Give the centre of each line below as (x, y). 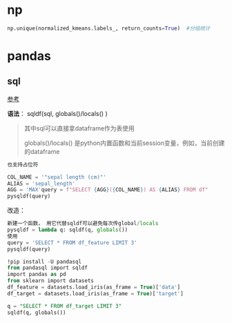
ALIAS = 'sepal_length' (41, 184)
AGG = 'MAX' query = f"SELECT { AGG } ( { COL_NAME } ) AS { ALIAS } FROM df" (108, 190)
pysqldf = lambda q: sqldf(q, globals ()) (68, 230)
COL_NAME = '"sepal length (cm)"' (57, 177)
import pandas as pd (37, 275)
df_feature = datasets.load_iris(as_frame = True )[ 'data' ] (94, 287)
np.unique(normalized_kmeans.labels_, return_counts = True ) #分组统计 (109, 28)
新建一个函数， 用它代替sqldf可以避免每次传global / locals (83, 224)
